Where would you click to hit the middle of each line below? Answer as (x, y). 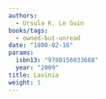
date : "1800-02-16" (41, 46)
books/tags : (28, 30)
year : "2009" (37, 68)
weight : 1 (25, 82)
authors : (23, 16)
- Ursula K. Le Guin (50, 23)
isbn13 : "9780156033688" (57, 61)
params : (21, 53)
